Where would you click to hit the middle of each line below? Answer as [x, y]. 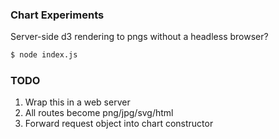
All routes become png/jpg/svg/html [99, 113]
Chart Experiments [57, 15]
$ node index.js [44, 55]
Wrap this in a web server [77, 102]
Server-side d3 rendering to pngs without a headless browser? [139, 37]
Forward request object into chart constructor [119, 124]
